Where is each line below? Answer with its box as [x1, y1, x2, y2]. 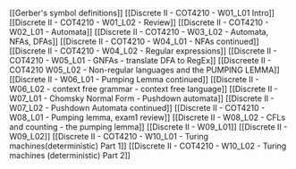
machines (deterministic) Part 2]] [9, 150, 131, 160]
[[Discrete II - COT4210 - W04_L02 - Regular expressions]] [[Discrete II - [9, 46, 277, 56]
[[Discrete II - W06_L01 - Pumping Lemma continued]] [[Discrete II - [9, 74, 259, 84]
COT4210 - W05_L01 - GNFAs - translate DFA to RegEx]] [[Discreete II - [9, 55, 272, 65]
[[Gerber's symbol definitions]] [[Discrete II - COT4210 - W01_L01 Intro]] [9, 8, 275, 18]
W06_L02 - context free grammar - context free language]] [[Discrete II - [9, 84, 279, 94]
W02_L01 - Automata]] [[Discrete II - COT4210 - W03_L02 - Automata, [9, 27, 269, 37]
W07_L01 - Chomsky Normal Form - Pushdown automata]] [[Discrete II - [9, 93, 275, 104]
